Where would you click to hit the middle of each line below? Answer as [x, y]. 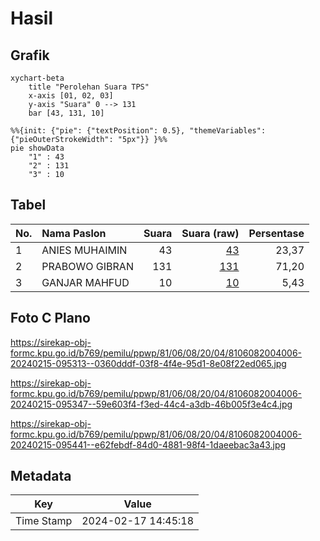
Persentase [276, 233]
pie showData [37, 148]
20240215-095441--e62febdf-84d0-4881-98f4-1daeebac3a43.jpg [148, 444]
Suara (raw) [210, 233]
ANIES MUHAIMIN [84, 250]
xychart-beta [37, 78]
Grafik [30, 55]
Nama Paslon [74, 233]
